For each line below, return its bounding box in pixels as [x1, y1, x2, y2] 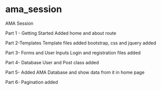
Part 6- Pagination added [5, 79, 59, 85]
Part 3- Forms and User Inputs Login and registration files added [5, 50, 141, 56]
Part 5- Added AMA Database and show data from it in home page [5, 69, 145, 75]
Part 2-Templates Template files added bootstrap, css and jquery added [5, 39, 156, 46]
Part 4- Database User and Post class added [5, 59, 99, 65]
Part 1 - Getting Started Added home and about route [5, 30, 116, 36]
